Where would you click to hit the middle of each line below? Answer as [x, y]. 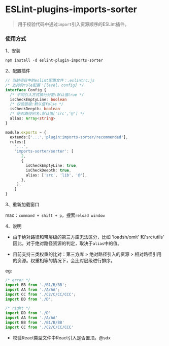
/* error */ [18, 280]
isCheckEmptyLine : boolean [38, 100]
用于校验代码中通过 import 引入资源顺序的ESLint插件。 [73, 24]
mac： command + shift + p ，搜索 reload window [55, 215]
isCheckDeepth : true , [48, 170]
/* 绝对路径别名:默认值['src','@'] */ [47, 114]
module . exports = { [26, 132]
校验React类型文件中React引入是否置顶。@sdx [62, 337]
